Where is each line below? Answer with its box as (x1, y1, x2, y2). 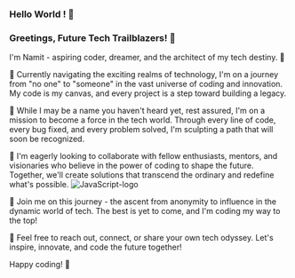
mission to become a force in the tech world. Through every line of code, (9, 115, 276, 125)
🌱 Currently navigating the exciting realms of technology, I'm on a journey (9, 69, 279, 80)
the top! (9, 215, 38, 226)
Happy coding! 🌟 (9, 259, 71, 270)
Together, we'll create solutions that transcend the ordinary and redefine (9, 170, 275, 180)
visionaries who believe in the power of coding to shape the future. (9, 160, 255, 171)
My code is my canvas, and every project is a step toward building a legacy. (9, 88, 287, 99)
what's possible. (9, 179, 69, 190)
